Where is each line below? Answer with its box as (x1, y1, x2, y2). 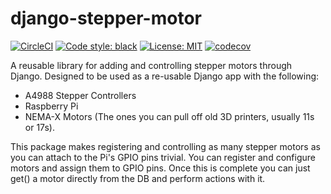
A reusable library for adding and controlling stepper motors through (10, 59, 293, 71)
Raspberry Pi (24, 100, 79, 112)
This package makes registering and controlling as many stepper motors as (10, 140, 321, 152)
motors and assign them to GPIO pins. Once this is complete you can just (10, 162, 311, 174)
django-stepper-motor (10, 7, 202, 30)
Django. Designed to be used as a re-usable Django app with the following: (10, 70, 320, 82)
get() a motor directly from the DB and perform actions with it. (10, 172, 266, 184)
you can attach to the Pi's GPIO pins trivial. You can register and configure (10, 151, 316, 163)
